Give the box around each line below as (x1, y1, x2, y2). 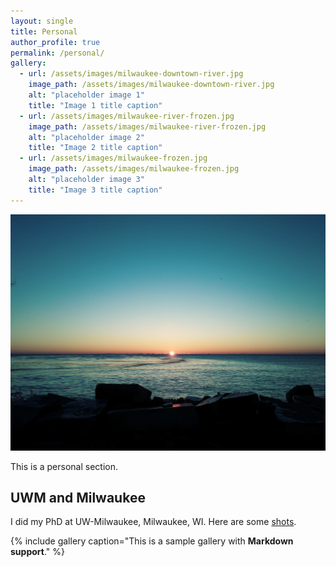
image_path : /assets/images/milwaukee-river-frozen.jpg (28, 121, 267, 132)
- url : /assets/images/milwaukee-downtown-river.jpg (19, 69, 244, 79)
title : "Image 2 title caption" (28, 143, 163, 153)
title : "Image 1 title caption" (28, 100, 163, 110)
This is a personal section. (10, 460, 119, 472)
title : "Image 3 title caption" (28, 185, 163, 195)
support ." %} (10, 546, 65, 558)
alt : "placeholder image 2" (28, 132, 145, 142)
